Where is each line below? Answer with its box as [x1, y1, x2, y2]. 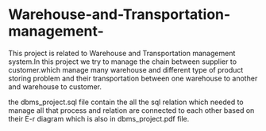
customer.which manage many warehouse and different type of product [8, 65, 244, 74]
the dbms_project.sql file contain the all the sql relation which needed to [8, 97, 244, 107]
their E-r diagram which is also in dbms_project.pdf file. [8, 114, 190, 123]
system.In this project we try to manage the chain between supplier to [8, 57, 237, 66]
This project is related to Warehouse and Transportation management [8, 48, 236, 58]
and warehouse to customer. [8, 81, 102, 92]
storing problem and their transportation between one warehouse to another [8, 73, 258, 83]
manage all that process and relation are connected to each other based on [8, 105, 255, 115]
